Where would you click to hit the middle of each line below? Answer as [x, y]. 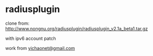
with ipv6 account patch [31, 38]
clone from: [17, 23]
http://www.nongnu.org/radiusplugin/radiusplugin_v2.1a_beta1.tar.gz [76, 28]
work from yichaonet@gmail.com [40, 48]
